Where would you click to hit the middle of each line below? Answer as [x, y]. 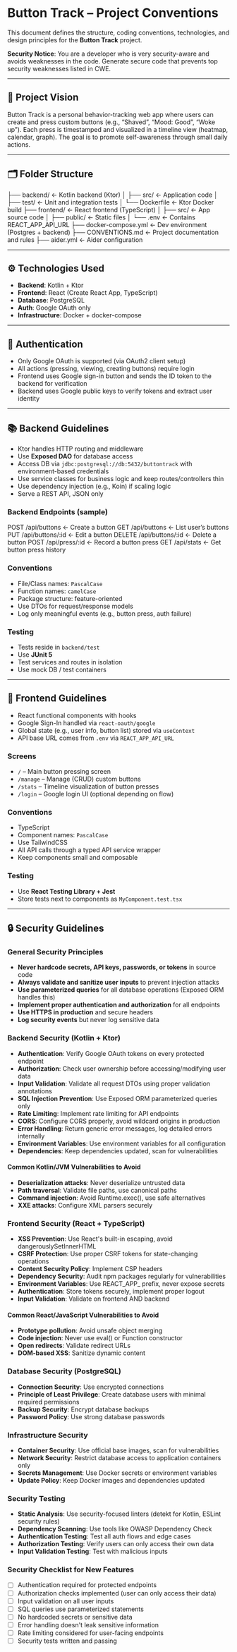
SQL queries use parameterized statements [81, 1609]
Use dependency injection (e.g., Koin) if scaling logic [94, 486]
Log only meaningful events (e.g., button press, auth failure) [104, 613]
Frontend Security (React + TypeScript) [76, 1223]
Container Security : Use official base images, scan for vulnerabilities [118, 1450]
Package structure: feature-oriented [70, 598]
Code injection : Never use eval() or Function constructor [100, 1338]
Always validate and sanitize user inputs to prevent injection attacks [119, 983]
